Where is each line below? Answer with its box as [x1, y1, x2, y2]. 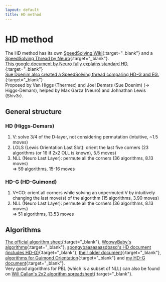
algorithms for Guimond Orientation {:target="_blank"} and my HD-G [5, 255, 145, 261]
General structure [5, 107, 62, 116]
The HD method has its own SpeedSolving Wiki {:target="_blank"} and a [5, 50, 153, 56]
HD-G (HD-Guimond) [5, 179, 57, 186]
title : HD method [5, 12, 42, 17]
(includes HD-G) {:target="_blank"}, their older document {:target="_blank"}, [5, 249, 161, 256]
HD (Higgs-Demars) [5, 122, 55, 129]
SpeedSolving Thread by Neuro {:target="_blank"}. [5, 56, 109, 62]
